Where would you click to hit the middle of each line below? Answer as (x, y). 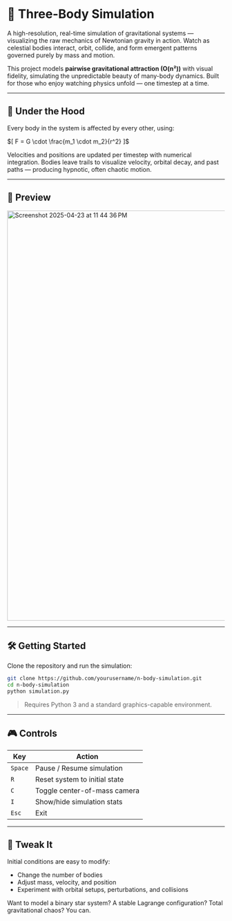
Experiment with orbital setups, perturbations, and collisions (103, 889)
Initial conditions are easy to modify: (59, 861)
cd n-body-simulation (38, 685)
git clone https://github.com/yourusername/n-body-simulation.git (105, 679)
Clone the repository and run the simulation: (70, 666)
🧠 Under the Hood (46, 111)
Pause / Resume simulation (79, 768)
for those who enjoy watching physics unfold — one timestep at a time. (108, 83)
